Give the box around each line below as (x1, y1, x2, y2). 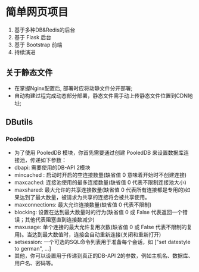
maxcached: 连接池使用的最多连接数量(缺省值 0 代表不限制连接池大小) (14, 179, 187, 186)
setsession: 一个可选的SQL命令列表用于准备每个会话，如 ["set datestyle (14, 239, 191, 246)
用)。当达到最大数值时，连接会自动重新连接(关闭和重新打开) (14, 231, 161, 238)
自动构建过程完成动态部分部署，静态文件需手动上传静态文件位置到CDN (14, 92, 188, 99)
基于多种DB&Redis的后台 (14, 26, 76, 33)
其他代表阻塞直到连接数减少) (24, 216, 95, 223)
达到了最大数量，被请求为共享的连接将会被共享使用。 (19, 194, 150, 201)
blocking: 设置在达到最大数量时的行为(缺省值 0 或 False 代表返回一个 (14, 209, 183, 216)
